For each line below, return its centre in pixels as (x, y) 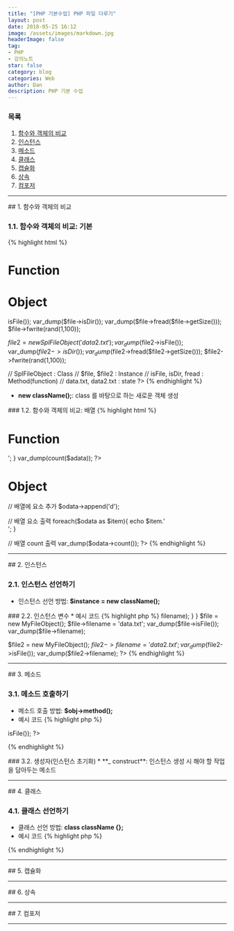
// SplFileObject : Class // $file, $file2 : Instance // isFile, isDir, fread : (106, 374)
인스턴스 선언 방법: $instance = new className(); (89, 601)
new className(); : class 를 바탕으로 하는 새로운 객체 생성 (98, 396)
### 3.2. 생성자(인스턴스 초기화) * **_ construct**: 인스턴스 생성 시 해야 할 (110, 761)
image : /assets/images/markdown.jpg (61, 33)
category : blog (30, 72)
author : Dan (25, 85)
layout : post (27, 20)
